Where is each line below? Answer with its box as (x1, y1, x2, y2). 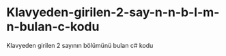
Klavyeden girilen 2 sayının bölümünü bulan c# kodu (6, 41, 154, 49)
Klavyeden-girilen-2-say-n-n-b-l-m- (6, 5, 220, 20)
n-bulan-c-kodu (6, 19, 100, 34)
